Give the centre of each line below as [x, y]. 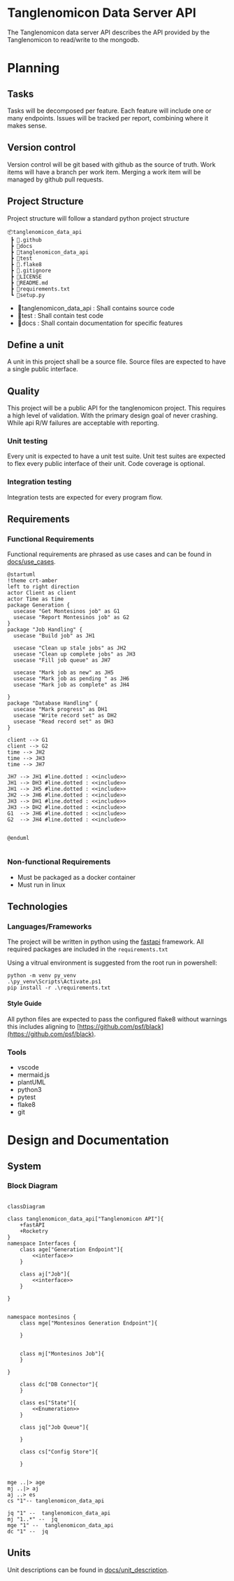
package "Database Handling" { [53, 703]
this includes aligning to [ [43, 1026]
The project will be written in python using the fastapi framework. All [105, 942]
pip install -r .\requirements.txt [59, 988]
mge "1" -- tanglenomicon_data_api [60, 1525]
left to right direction [43, 587]
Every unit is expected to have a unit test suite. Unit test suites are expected [116, 456]
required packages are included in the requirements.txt [88, 949]
